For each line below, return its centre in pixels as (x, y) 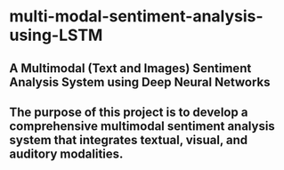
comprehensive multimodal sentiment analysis (142, 126)
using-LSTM (56, 35)
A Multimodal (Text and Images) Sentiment (130, 68)
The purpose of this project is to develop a (129, 112)
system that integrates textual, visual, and (129, 140)
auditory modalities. (66, 154)
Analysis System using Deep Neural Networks (140, 82)
